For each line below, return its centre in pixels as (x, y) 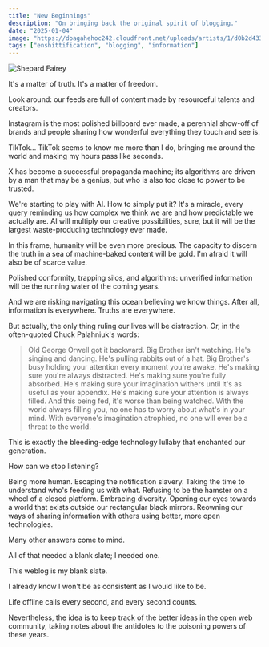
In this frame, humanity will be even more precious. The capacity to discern (133, 245)
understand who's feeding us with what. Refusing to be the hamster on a (128, 491)
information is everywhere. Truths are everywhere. (92, 310)
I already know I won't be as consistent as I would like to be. (107, 587)
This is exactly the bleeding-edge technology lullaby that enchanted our (127, 443)
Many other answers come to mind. (67, 540)
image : (19, 38)
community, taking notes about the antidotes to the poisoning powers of (127, 626)
